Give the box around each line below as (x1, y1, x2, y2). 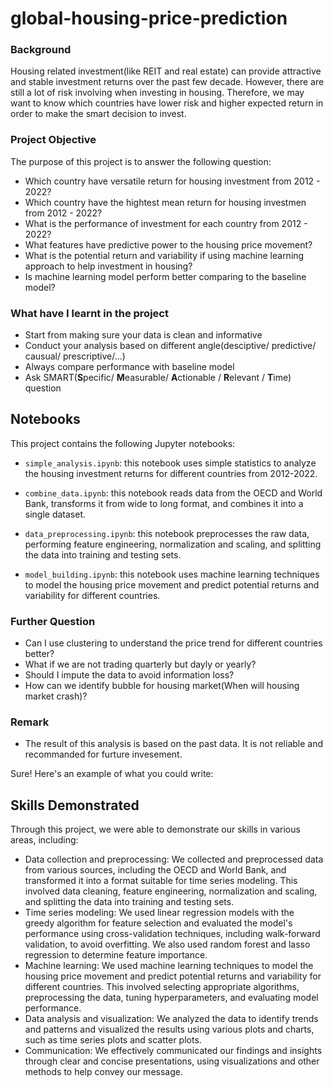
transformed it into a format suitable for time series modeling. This (24, 875, 298, 887)
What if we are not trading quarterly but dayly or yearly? (24, 658, 257, 671)
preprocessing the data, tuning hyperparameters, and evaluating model (24, 992, 319, 1004)
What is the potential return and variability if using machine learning (24, 249, 305, 261)
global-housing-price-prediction (10, 7, 288, 30)
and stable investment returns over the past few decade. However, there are (10, 76, 325, 88)
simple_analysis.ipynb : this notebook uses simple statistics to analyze (24, 457, 317, 469)
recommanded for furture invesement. (24, 748, 183, 761)
